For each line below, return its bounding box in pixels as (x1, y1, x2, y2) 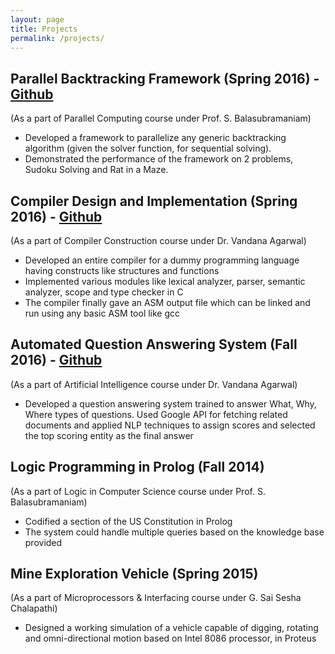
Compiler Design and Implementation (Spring (10, 192, 298, 210)
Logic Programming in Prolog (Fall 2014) (10, 459, 265, 476)
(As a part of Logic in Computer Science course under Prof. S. (10, 485, 266, 497)
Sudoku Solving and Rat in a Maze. (24, 164, 169, 176)
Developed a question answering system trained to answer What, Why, (24, 397, 317, 410)
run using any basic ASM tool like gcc (24, 307, 181, 319)
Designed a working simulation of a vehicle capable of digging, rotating (24, 622, 319, 634)
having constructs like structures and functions (24, 265, 220, 276)
